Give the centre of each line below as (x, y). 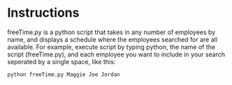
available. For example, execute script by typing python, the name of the (111, 47)
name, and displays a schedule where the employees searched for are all (113, 39)
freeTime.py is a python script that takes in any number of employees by (111, 32)
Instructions (43, 13)
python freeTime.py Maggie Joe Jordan (64, 75)
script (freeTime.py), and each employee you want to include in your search (116, 54)
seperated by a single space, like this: (61, 61)
